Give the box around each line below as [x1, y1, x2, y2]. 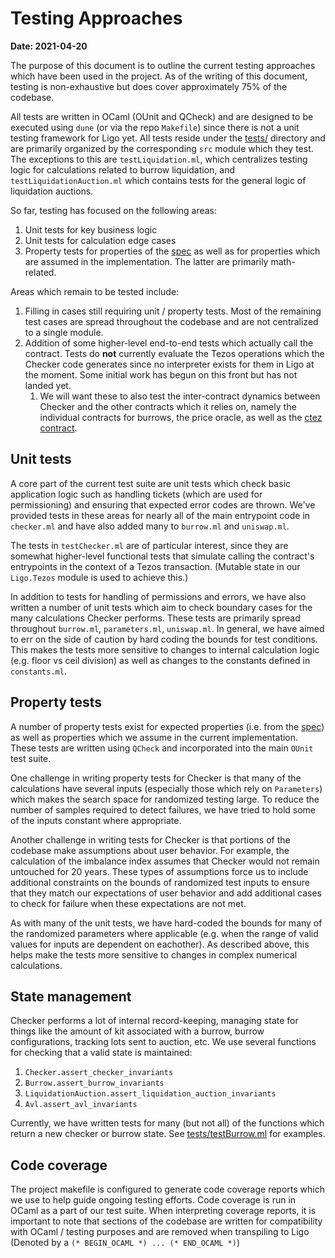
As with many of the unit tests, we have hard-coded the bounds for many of [10, 917, 323, 929]
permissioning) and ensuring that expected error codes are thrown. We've [10, 498, 316, 511]
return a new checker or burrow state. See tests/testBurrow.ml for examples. [10, 1128, 326, 1140]
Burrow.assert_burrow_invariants [24, 1078, 165, 1089]
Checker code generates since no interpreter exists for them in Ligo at [24, 358, 315, 370]
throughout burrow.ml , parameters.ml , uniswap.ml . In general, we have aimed [10, 622, 325, 634]
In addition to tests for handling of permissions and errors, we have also [10, 590, 307, 602]
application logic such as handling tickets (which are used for [10, 488, 263, 500]
